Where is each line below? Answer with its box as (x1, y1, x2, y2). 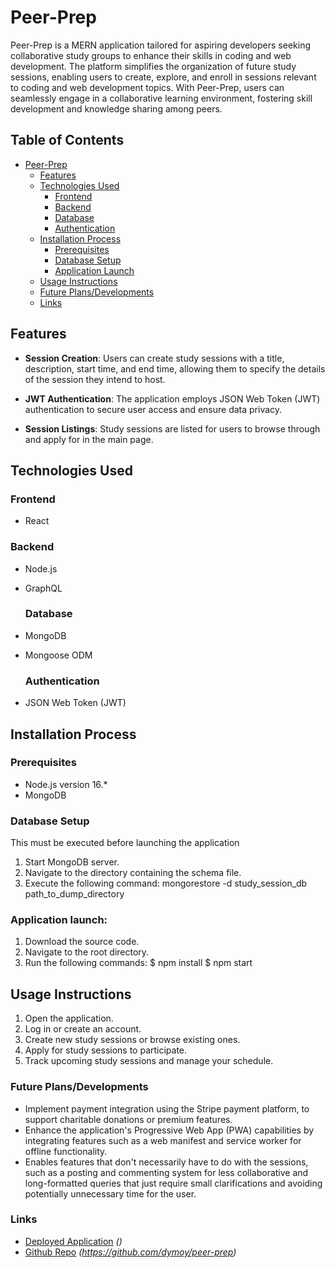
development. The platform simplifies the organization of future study (10, 60, 297, 72)
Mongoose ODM (24, 649, 93, 661)
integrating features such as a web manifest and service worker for (24, 1134, 302, 1146)
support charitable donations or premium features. (24, 1113, 233, 1125)
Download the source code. (24, 936, 140, 948)
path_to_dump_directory (24, 888, 125, 900)
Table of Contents (10, 132, 125, 149)
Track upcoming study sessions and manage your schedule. (24, 1055, 274, 1067)
